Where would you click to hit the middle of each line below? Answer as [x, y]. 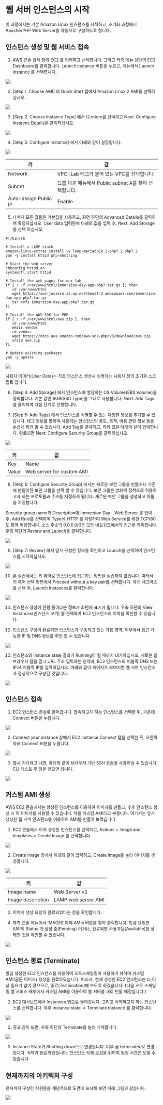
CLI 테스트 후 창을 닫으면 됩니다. [43, 769]
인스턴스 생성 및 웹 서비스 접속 [47, 47]
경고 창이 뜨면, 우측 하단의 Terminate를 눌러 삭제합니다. [65, 1027]
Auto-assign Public [30, 198]
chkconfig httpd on [25, 268]
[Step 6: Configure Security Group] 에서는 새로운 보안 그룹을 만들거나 [80, 484]
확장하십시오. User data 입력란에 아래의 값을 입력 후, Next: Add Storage [86, 223]
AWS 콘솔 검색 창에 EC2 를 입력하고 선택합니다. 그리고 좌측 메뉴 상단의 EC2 [84, 60]
